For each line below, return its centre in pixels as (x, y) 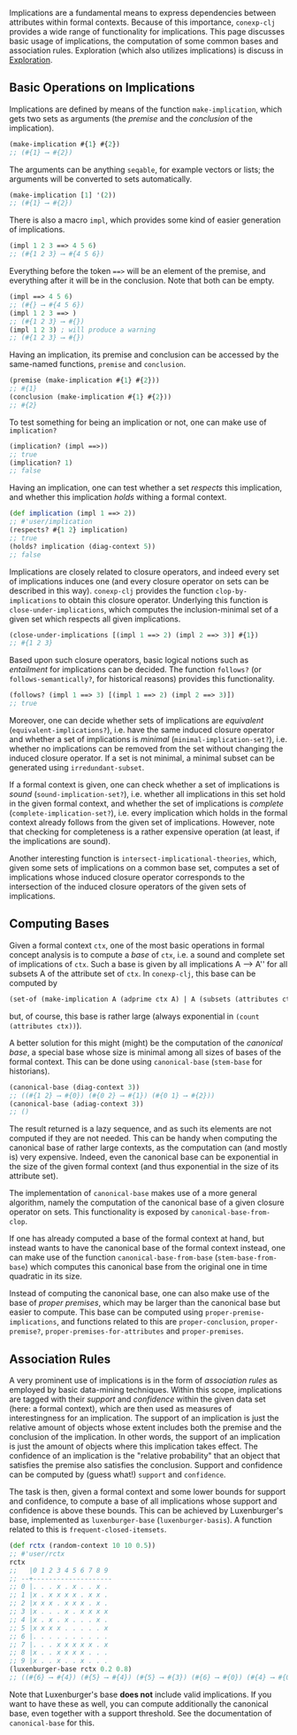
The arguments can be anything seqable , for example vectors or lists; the (142, 169)
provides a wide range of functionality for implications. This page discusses (147, 31)
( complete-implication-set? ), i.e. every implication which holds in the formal (148, 813)
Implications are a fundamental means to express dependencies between (143, 13)
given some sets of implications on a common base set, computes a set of (145, 868)
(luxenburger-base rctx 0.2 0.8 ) (71, 1669)
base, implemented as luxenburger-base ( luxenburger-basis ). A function (141, 1520)
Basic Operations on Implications (102, 88)
